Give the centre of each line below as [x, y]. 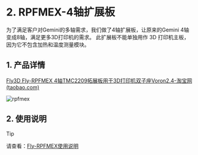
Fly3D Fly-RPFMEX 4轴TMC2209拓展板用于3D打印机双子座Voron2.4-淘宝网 [99, 80]
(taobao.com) [23, 87]
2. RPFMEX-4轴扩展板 [61, 12]
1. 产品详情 [26, 65]
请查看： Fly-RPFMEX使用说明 [43, 145]
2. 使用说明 [26, 119]
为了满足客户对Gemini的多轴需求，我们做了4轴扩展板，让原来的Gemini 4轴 [98, 30]
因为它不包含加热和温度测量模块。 [48, 45]
